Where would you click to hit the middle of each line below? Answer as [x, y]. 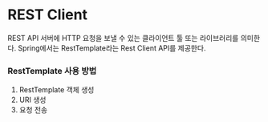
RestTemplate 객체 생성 [57, 90]
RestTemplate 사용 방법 [52, 71]
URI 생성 [32, 100]
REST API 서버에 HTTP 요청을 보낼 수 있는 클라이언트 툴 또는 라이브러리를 [123, 38]
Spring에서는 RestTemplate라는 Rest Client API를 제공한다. [112, 48]
